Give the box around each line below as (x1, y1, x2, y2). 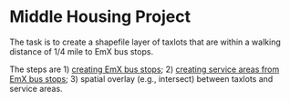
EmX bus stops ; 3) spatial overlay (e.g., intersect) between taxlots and (9, 73, 274, 84)
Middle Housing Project (9, 6, 192, 27)
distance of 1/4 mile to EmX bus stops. (9, 45, 153, 56)
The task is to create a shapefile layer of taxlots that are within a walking (9, 36, 281, 47)
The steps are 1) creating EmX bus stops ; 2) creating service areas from (9, 64, 280, 75)
